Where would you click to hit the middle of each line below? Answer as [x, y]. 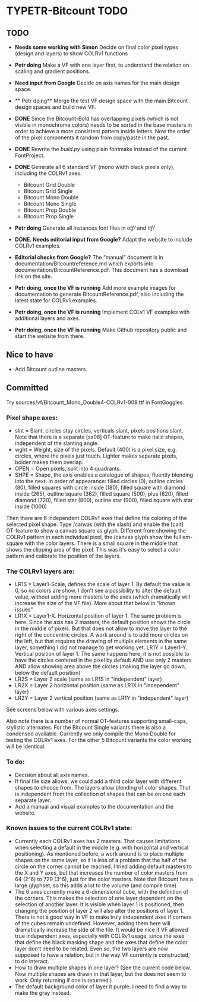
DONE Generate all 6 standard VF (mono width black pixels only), [95, 167]
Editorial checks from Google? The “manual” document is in [89, 257]
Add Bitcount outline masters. [51, 369]
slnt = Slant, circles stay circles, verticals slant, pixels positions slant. [99, 430]
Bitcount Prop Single [49, 216]
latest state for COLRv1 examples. [56, 300]
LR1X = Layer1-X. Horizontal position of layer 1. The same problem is [98, 616]
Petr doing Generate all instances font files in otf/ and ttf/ [85, 228]
